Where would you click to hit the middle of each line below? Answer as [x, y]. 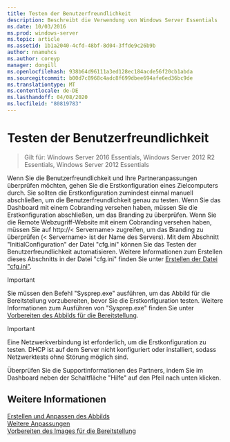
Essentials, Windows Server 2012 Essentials [87, 164]
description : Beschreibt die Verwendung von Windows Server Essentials [112, 20]
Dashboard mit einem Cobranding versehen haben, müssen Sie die [103, 207]
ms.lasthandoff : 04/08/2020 [48, 98]
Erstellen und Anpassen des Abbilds [59, 416]
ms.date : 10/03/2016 [37, 26]
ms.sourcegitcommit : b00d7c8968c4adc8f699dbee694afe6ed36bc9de [100, 78]
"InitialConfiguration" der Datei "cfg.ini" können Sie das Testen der [102, 244]
